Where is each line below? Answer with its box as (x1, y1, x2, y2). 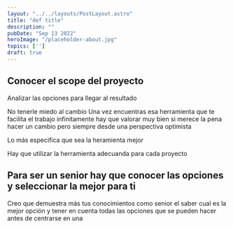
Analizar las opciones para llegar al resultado (7, 94, 137, 102)
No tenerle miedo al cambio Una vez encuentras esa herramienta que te (7, 107, 215, 115)
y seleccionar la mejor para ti (7, 180, 136, 192)
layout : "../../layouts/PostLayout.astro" (7, 10, 133, 17)
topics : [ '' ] (7, 43, 45, 50)
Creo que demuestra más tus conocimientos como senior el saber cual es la (7, 199, 227, 207)
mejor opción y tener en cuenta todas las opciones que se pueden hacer (7, 206, 217, 215)
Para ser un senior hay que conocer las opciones (7, 169, 224, 182)
